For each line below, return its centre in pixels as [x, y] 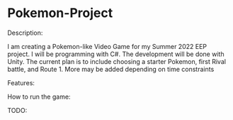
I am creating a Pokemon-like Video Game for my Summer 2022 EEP [107, 46]
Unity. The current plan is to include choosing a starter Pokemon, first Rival [117, 61]
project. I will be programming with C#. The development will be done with [116, 54]
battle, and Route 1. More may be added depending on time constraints [111, 69]
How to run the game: [39, 97]
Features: [21, 82]
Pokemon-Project [60, 13]
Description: [25, 33]
